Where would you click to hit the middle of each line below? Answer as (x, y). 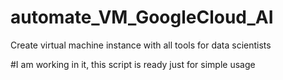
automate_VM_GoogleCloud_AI (142, 17)
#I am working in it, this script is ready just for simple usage (133, 64)
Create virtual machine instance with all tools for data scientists (141, 45)
